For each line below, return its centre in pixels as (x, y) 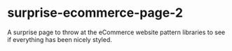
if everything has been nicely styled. (60, 39)
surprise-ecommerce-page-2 (95, 13)
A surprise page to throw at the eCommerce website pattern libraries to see (116, 32)
